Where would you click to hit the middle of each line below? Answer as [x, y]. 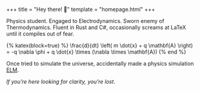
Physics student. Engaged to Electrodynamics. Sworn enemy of [85, 21]
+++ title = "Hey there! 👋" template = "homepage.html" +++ [81, 9]
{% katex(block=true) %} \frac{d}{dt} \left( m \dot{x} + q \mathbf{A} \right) [100, 45]
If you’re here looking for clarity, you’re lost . [61, 82]
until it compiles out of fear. [40, 34]
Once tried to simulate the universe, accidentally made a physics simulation [100, 64]
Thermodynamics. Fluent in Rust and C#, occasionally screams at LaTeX [96, 27]
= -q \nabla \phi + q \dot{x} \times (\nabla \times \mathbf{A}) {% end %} [96, 52]
